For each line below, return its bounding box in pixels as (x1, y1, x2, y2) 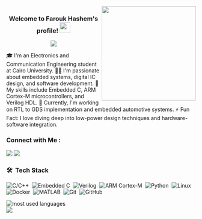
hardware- (161, 115, 188, 122)
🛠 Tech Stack (6, 166, 49, 174)
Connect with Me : (6, 136, 61, 144)
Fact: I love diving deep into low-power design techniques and (6, 115, 161, 122)
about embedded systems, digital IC (6, 74, 96, 81)
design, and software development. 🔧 (6, 80, 99, 87)
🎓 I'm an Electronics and (6, 52, 69, 59)
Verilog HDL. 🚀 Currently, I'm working (6, 99, 99, 106)
